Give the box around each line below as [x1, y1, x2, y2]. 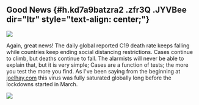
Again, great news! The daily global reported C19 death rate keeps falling [6, 42, 190, 49]
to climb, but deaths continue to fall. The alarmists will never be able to [6, 55, 184, 62]
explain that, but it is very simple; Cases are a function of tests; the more [6, 61, 189, 69]
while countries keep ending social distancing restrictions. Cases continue [6, 48, 194, 55]
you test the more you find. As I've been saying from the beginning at [6, 67, 181, 75]
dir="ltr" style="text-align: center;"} [6, 15, 150, 25]
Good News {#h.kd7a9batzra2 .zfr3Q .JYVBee [6, 5, 187, 15]
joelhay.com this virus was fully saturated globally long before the [6, 74, 172, 81]
